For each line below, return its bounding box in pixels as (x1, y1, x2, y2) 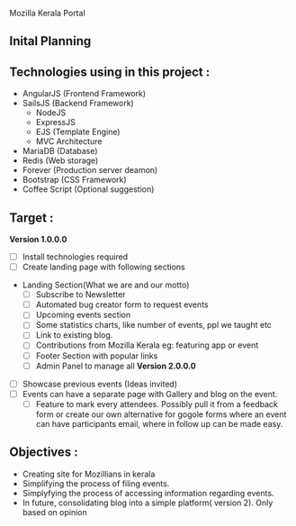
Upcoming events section (35, 310, 131, 321)
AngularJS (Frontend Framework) (22, 88, 147, 99)
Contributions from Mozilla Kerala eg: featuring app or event (35, 340, 259, 350)
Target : (9, 210, 54, 225)
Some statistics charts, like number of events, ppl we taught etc (35, 320, 273, 331)
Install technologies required (22, 251, 129, 262)
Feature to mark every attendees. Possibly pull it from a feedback (35, 398, 279, 409)
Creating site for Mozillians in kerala (22, 468, 156, 479)
